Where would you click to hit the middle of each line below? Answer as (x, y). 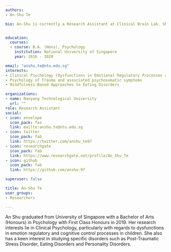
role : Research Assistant (33, 108)
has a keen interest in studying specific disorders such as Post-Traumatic (82, 238)
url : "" (18, 104)
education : (17, 38)
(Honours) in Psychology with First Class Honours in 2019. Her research (81, 222)
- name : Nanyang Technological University (51, 99)
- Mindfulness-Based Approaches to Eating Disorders (62, 85)
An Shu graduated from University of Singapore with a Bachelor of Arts (80, 217)
